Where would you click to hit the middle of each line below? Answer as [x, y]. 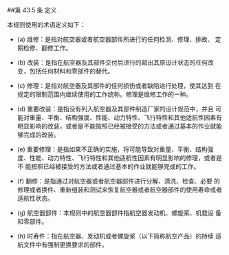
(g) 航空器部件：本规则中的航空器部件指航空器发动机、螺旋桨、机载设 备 [119, 213]
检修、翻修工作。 [47, 48]
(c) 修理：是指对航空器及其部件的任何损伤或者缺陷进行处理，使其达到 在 [119, 86]
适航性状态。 [35, 198]
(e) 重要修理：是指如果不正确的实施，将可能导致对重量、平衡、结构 [112, 149]
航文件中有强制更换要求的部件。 [62, 245]
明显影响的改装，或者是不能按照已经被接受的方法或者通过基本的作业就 [117, 126]
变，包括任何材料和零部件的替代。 [65, 71]
